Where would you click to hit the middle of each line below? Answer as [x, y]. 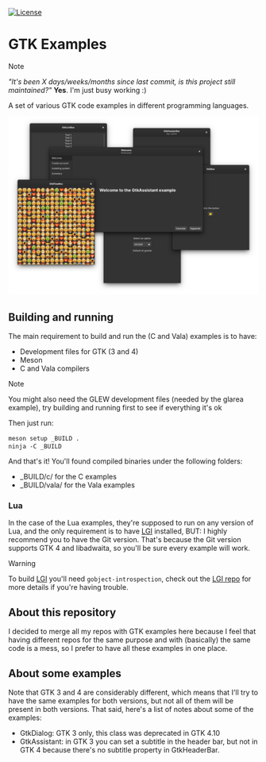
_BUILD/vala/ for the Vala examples [77, 485]
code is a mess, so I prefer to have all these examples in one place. [118, 648]
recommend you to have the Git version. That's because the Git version [125, 540]
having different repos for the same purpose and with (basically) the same [129, 640]
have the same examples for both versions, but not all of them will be [121, 700]
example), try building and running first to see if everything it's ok [115, 408]
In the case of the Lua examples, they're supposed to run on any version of [131, 523]
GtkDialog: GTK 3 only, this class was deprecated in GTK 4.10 [120, 733]
